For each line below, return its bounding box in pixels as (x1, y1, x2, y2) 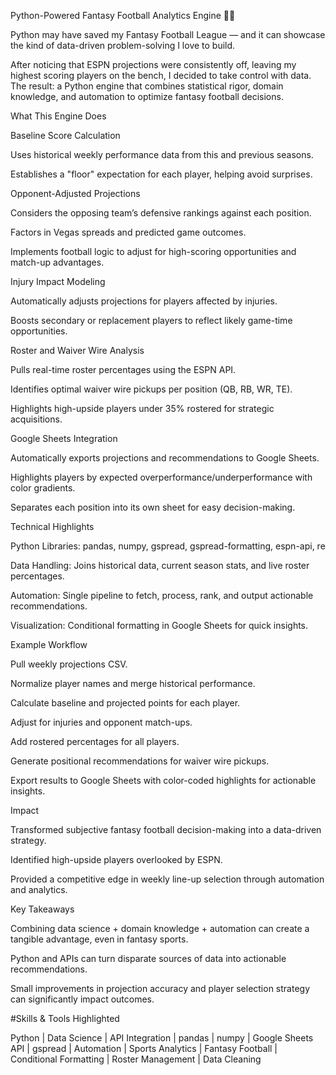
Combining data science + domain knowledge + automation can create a (10, 923, 310, 934)
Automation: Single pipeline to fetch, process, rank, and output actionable (10, 590, 314, 601)
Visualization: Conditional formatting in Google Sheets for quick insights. (10, 620, 309, 631)
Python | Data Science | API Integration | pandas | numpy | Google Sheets (10, 1032, 314, 1044)
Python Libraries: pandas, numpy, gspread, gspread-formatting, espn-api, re (10, 540, 326, 552)
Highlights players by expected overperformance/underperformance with (10, 471, 313, 483)
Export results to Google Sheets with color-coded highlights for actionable (10, 775, 317, 786)
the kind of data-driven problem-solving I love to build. (10, 40, 236, 51)
